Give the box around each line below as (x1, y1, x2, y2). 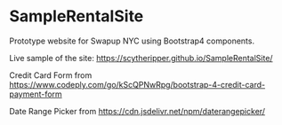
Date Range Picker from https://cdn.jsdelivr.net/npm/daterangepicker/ (9, 105, 265, 116)
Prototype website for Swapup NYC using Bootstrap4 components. (9, 35, 255, 46)
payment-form (9, 89, 62, 99)
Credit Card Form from (9, 69, 93, 81)
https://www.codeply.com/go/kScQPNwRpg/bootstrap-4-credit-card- (9, 79, 265, 90)
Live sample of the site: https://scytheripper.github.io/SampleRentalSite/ (9, 52, 273, 63)
